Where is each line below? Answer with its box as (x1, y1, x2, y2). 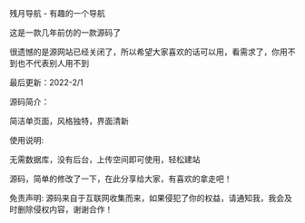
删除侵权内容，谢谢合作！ (16, 204, 113, 215)
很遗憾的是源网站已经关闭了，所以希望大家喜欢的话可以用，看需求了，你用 (9, 46, 288, 57)
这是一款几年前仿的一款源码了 (9, 27, 121, 38)
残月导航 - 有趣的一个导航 (9, 8, 106, 18)
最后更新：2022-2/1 (9, 77, 84, 88)
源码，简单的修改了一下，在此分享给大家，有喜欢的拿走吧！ (9, 173, 232, 184)
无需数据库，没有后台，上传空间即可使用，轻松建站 (9, 154, 201, 165)
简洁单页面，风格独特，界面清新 (9, 116, 129, 126)
